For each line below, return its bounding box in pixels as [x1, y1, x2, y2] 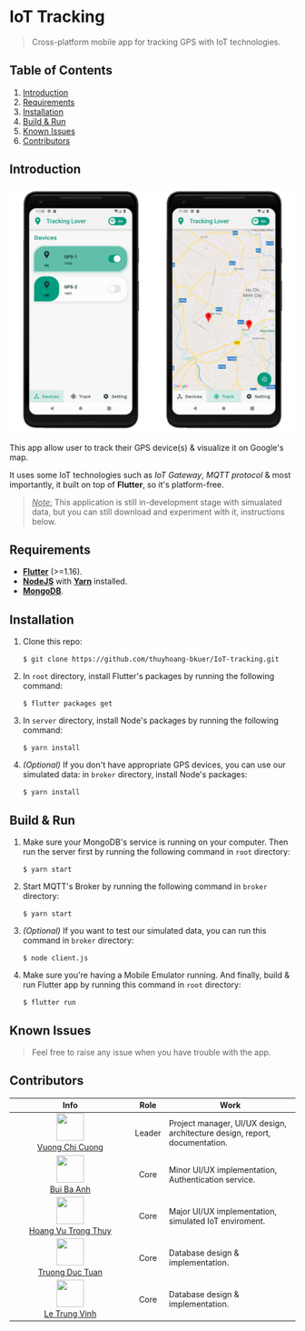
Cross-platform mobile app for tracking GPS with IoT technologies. [31, 36, 281, 47]
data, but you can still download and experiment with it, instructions [31, 506, 285, 517]
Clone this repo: [22, 636, 83, 647]
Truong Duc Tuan [37, 1266, 103, 1278]
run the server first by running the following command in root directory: [22, 846, 290, 857]
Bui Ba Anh [49, 1184, 91, 1195]
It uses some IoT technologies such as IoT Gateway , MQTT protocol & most [9, 469, 291, 480]
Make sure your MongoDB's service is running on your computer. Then [22, 836, 289, 847]
